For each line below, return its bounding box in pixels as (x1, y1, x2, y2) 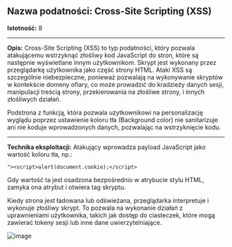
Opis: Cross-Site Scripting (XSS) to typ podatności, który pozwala (7, 43, 195, 52)
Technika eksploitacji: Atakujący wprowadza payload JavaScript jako (7, 143, 206, 151)
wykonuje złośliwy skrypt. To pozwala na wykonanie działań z (7, 204, 183, 212)
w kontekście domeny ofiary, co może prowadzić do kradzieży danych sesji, (7, 80, 224, 88)
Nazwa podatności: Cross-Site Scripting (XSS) (7, 6, 212, 17)
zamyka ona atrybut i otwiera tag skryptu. (7, 183, 126, 191)
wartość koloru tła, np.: (7, 150, 72, 158)
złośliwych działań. (7, 95, 61, 103)
